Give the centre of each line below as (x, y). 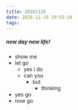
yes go (23, 95)
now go (24, 101)
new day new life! (28, 42)
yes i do (33, 70)
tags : (13, 23)
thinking (51, 88)
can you (33, 76)
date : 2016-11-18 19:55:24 (39, 17)
